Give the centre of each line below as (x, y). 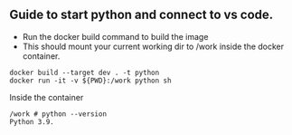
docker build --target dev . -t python (85, 72)
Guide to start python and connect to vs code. (141, 15)
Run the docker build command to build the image (115, 36)
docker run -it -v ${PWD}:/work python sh (90, 81)
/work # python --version (58, 114)
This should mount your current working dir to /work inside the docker (153, 46)
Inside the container (47, 97)
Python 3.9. (32, 121)
